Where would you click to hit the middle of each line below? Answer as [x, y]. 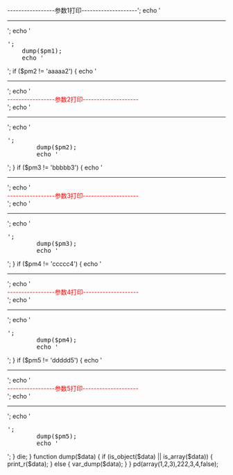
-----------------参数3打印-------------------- [73, 195]
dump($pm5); [57, 436]
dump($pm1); [42, 51]
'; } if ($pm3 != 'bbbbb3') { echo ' [55, 167]
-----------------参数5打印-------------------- [73, 388]
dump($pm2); [57, 147]
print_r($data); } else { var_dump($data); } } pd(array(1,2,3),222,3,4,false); [113, 464]
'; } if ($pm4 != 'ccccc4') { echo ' [54, 264]
